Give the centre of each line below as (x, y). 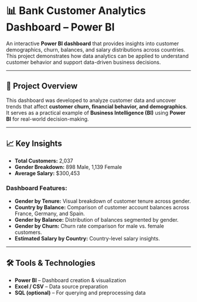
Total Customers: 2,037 (44, 161)
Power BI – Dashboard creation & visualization (70, 280)
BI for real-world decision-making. (47, 119)
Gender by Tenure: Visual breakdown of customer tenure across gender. (103, 201)
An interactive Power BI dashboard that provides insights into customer (93, 43)
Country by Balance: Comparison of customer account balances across (102, 207)
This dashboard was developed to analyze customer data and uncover (91, 100)
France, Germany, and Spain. (50, 213)
